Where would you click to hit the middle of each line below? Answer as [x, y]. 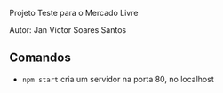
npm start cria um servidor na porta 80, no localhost [118, 79]
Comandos [40, 58]
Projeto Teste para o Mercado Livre [74, 13]
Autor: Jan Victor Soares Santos [68, 30]
